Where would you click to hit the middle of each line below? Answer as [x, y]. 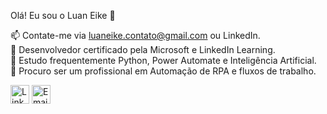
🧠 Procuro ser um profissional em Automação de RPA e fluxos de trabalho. [163, 71]
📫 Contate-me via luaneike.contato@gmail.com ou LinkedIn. [135, 35]
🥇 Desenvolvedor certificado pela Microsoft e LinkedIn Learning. [143, 49]
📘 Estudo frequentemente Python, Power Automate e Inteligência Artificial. [163, 60]
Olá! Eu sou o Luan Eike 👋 [63, 15]
